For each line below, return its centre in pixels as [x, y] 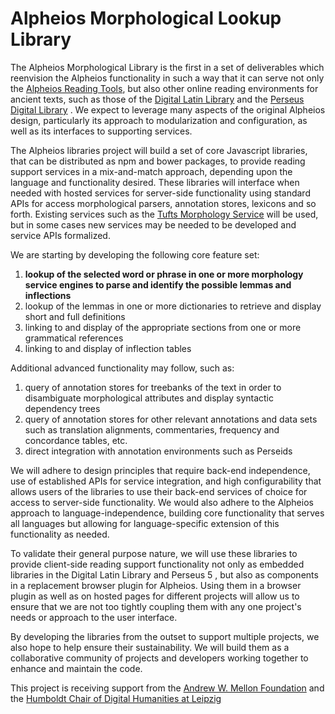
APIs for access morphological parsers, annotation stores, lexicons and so [163, 203]
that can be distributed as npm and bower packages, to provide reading [158, 161]
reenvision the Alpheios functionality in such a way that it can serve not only [167, 78]
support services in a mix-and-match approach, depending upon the [151, 171]
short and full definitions [75, 316]
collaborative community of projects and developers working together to [159, 658]
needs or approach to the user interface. [94, 617]
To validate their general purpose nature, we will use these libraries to [154, 553]
